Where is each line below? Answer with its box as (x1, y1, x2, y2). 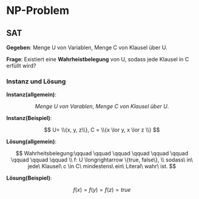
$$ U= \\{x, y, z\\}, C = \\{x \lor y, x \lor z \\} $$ (44, 126, 160, 133)
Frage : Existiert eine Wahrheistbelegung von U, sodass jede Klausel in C (6, 56, 189, 62)
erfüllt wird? (6, 62, 36, 69)
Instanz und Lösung (6, 77, 66, 86)
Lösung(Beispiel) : (6, 174, 52, 182)
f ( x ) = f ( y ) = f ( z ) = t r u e (73, 186, 131, 194)
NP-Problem (6, 4, 70, 18)
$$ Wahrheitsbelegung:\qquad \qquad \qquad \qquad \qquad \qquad (15, 150, 189, 157)
